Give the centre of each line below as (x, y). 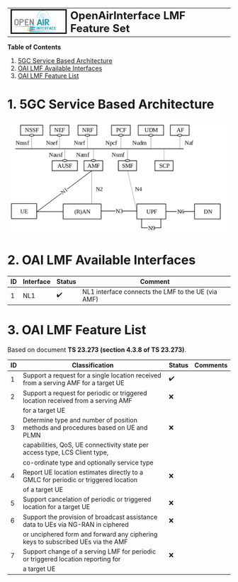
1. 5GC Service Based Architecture (111, 104)
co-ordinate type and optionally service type (88, 462)
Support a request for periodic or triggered (85, 393)
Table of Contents (34, 47)
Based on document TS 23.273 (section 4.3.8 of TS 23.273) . (97, 349)
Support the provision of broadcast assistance (90, 517)
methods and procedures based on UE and (85, 428)
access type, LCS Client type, (66, 452)
